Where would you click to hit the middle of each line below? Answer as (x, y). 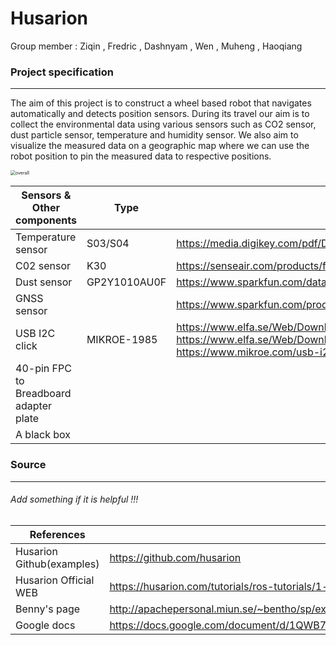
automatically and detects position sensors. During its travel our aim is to (160, 114)
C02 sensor (43, 266)
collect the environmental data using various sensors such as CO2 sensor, (163, 124)
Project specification (62, 72)
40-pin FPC (43, 369)
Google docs (45, 625)
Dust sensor (44, 282)
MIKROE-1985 (122, 340)
